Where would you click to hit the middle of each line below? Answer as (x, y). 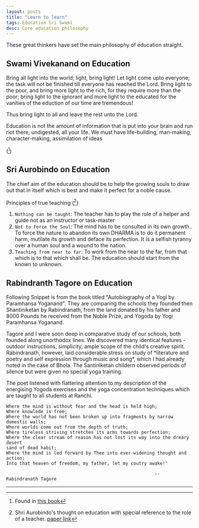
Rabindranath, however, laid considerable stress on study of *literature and (97, 352)
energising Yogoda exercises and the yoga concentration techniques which (98, 389)
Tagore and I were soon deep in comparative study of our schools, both (94, 334)
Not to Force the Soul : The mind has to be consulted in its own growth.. (103, 227)
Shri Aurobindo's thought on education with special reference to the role (103, 512)
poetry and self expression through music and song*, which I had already (95, 359)
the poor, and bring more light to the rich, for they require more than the (94, 91)
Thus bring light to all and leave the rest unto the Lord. (72, 115)
